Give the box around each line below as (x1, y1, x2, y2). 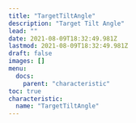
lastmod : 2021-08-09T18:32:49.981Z (8, 42, 129, 50)
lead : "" (8, 27, 38, 35)
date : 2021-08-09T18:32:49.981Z (8, 34, 117, 43)
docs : (15, 72, 35, 80)
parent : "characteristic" (23, 79, 111, 87)
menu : (8, 65, 27, 73)
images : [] (8, 57, 45, 66)
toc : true (8, 87, 42, 95)
